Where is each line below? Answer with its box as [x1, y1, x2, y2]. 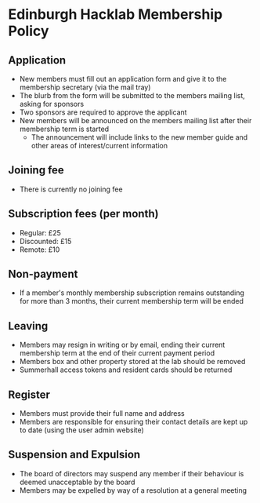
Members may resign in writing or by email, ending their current [19, 340, 226, 350]
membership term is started [19, 124, 110, 133]
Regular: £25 [19, 228, 61, 237]
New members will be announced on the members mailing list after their [19, 116, 252, 125]
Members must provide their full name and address [19, 409, 186, 418]
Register [8, 388, 51, 401]
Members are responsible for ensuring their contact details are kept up [19, 417, 248, 427]
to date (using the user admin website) [19, 425, 145, 435]
